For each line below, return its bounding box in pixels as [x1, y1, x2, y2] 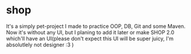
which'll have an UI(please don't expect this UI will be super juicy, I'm [6, 35, 174, 42]
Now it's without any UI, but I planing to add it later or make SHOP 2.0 [6, 28, 175, 35]
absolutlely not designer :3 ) [6, 41, 74, 48]
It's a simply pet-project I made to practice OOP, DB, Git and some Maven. [6, 23, 186, 30]
